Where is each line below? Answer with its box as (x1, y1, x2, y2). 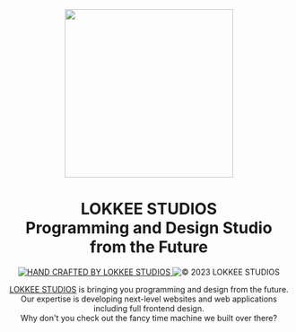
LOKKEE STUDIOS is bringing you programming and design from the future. (9, 284, 289, 294)
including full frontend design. (93, 302, 205, 313)
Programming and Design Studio (25, 218, 273, 239)
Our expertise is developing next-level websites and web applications (20, 293, 278, 304)
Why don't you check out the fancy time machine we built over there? (20, 312, 278, 323)
